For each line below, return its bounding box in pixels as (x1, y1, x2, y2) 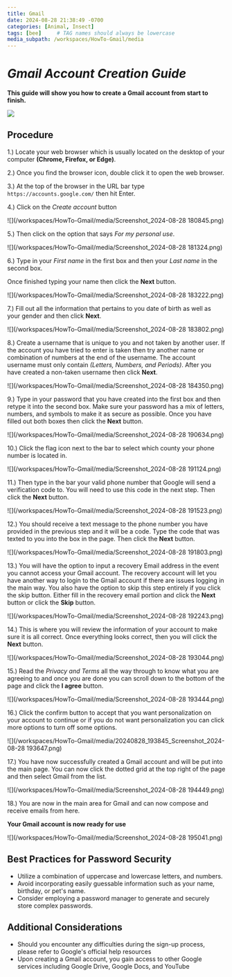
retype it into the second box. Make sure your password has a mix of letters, (7, 402, 225, 410)
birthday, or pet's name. (17, 886, 86, 895)
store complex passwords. (17, 901, 93, 910)
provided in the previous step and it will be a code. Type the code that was (7, 527, 220, 535)
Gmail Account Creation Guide (7, 66, 187, 82)
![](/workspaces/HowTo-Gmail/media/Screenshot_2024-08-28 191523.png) (7, 506, 223, 514)
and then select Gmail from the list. (7, 772, 107, 781)
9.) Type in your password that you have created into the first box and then (7, 395, 221, 403)
